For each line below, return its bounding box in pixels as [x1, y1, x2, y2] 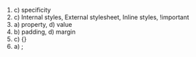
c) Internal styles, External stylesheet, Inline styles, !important [13, 13, 190, 21]
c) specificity [13, 6, 51, 14]
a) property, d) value [13, 21, 72, 28]
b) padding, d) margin [13, 27, 76, 36]
